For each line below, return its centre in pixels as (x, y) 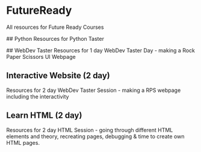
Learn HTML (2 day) (44, 116)
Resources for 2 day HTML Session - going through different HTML (90, 130)
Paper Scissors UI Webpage (41, 56)
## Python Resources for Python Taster (55, 38)
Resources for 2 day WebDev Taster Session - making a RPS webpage (94, 90)
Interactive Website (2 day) (58, 76)
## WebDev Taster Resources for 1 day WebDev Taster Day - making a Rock (101, 50)
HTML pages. (23, 142)
